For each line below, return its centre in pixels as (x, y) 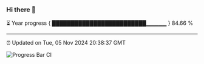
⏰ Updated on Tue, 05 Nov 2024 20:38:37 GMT (66, 43)
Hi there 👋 (21, 10)
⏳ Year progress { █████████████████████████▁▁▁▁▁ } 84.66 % (100, 23)
